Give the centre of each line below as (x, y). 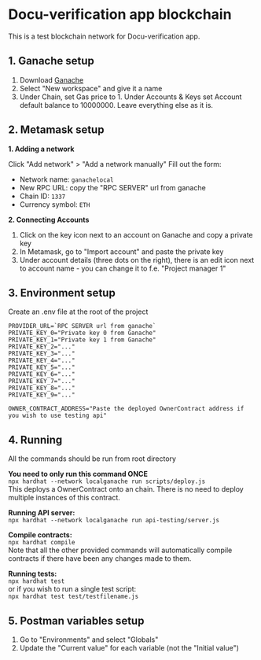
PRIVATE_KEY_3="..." (42, 354)
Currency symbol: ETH (55, 204)
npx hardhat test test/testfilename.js (74, 597)
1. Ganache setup (51, 61)
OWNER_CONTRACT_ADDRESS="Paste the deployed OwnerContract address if (126, 409)
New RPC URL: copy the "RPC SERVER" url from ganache (112, 187)
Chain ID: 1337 (42, 196)
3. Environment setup (62, 293)
